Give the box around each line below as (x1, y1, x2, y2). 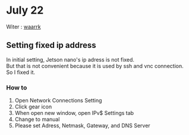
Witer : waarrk (6, 23, 41, 30)
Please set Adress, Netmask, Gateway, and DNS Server (14, 122, 150, 129)
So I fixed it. (6, 69, 36, 76)
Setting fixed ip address (6, 40, 96, 50)
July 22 (6, 4, 44, 17)
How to (6, 83, 27, 92)
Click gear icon (14, 103, 52, 110)
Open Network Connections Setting (14, 97, 102, 104)
